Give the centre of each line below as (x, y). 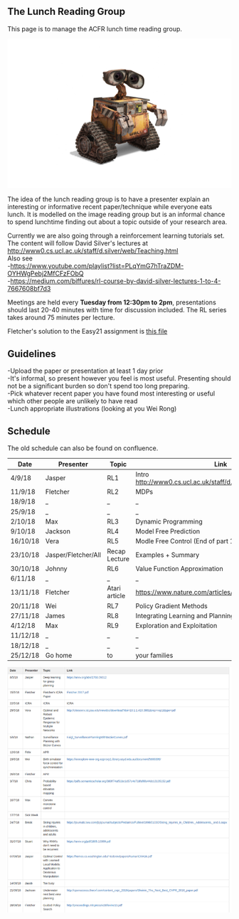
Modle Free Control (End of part (182, 541)
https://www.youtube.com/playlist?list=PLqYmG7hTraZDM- (97, 266)
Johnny (56, 568)
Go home (59, 655)
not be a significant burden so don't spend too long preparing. (99, 386)
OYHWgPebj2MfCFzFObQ (46, 274)
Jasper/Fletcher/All (73, 555)
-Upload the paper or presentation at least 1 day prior (85, 371)
